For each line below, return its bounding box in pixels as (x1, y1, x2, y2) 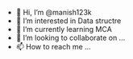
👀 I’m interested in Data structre (15, 16, 122, 26)
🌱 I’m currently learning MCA (15, 25, 113, 33)
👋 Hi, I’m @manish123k (15, 8, 92, 17)
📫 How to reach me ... (15, 42, 91, 51)
